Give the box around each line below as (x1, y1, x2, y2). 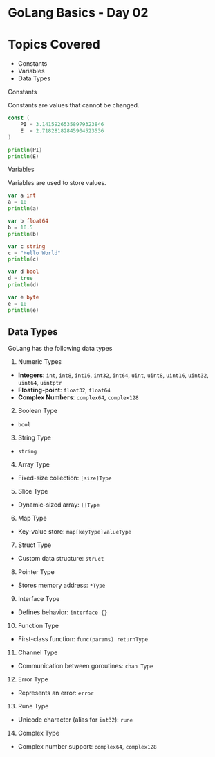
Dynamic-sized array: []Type (17, 501, 100, 509)
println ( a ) (8, 205, 39, 212)
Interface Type (17, 595, 60, 603)
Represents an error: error (17, 688, 94, 697)
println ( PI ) (8, 146, 42, 153)
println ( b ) (8, 230, 39, 237)
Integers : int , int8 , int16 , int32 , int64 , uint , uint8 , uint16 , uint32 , (17, 371, 209, 379)
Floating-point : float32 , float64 (17, 386, 111, 394)
